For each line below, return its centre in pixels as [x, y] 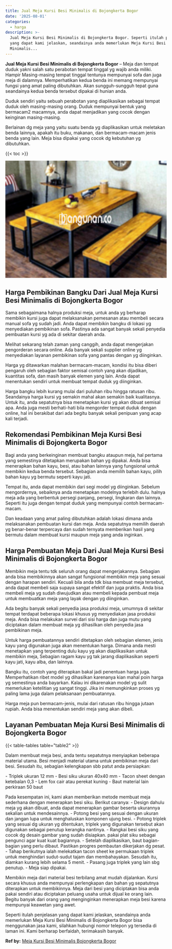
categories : [18, 22]
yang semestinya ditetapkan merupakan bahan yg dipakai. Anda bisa [78, 460]
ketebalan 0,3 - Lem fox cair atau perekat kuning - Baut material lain [77, 782]
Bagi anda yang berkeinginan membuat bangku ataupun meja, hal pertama [84, 455]
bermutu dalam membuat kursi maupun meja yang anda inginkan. [74, 535]
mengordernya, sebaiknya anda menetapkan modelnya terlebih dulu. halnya [85, 492]
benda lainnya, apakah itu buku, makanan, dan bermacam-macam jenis [81, 133]
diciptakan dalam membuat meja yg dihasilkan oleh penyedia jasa [74, 624]
